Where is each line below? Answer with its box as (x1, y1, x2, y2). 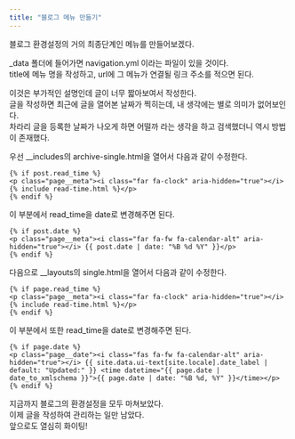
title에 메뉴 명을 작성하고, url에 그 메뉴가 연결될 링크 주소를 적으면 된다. (9, 69, 255, 79)
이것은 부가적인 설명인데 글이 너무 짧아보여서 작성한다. (9, 87, 197, 98)
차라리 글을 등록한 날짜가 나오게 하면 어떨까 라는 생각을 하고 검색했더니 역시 (9, 121, 270, 132)
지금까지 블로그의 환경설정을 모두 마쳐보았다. (9, 398, 164, 409)
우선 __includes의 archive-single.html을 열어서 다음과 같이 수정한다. (9, 150, 248, 161)
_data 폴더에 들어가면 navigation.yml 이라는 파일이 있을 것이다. (9, 57, 229, 68)
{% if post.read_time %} (9, 168, 101, 178)
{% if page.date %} (9, 342, 82, 352)
